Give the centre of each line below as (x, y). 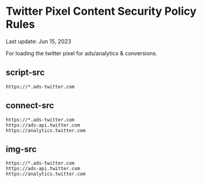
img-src (21, 149)
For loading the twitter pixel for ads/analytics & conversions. (82, 53)
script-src (25, 73)
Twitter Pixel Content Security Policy (101, 11)
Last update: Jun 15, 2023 (39, 41)
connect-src (30, 106)
